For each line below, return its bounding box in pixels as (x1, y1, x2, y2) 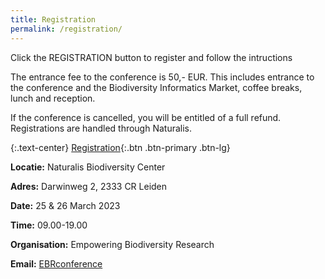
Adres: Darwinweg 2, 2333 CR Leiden (10, 180, 168, 192)
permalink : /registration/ (10, 24, 123, 34)
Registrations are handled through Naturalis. (10, 122, 193, 134)
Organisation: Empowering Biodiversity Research (10, 238, 215, 250)
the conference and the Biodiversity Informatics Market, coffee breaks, (10, 81, 303, 93)
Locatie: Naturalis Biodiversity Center (10, 161, 166, 173)
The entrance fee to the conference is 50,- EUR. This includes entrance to (10, 71, 315, 83)
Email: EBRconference (10, 257, 103, 270)
